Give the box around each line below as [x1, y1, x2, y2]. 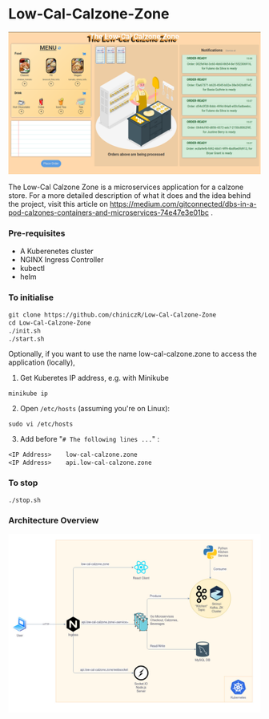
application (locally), [8, 357, 76, 367]
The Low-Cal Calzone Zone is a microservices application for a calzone [8, 182, 244, 192]
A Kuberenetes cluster [19, 246, 94, 256]
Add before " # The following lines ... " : [19, 434, 160, 444]
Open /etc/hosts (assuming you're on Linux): [19, 404, 171, 414]
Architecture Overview [8, 515, 99, 526]
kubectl [19, 263, 46, 273]
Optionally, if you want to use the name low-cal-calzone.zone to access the [8, 349, 258, 359]
